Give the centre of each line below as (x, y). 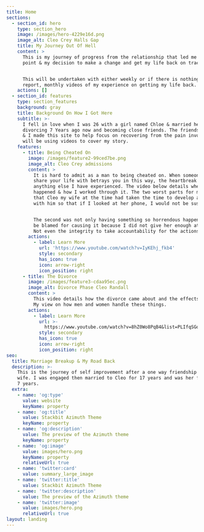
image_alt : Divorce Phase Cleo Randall (79, 288)
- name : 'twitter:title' (49, 480)
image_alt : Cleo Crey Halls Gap (58, 40)
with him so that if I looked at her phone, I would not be (111, 203)
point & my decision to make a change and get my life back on (104, 63)
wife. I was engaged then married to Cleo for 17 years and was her (106, 378)
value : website (42, 401)
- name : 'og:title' (42, 412)
